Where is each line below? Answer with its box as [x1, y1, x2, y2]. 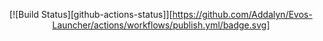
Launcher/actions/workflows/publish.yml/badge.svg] [52, 19, 270, 31]
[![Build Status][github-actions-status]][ [9, 9, 173, 20]
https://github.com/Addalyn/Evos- [172, 9, 313, 20]
